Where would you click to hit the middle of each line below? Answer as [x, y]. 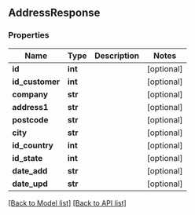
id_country [33, 145]
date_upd [30, 184]
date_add [30, 170]
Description [117, 56]
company [30, 94]
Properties [29, 35]
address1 [30, 107]
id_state [28, 158]
